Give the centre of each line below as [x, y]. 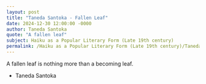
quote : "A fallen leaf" [37, 35]
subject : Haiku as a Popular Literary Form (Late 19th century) [90, 40]
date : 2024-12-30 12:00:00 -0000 [49, 23]
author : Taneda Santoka [37, 29]
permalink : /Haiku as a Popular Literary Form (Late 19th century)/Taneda [104, 47]
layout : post [23, 12]
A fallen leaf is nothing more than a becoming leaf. [70, 63]
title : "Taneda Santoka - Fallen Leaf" [57, 18]
